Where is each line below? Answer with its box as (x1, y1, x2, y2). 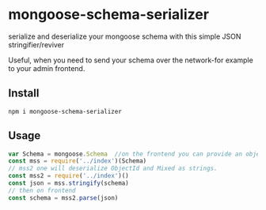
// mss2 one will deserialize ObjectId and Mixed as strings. (8, 164, 218, 173)
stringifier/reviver (8, 39, 65, 49)
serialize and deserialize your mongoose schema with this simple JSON (8, 32, 241, 41)
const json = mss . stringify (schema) (8, 179, 129, 187)
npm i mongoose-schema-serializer (8, 107, 123, 115)
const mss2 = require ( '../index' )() (8, 172, 129, 180)
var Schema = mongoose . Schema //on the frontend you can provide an (8, 150, 243, 158)
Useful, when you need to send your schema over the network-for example (8, 55, 253, 65)
